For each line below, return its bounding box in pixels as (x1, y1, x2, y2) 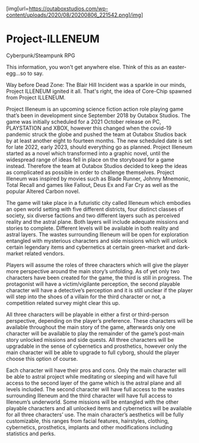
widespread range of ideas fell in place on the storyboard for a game (6, 156, 175, 163)
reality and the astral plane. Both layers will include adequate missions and (6, 218, 189, 225)
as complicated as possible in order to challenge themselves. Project (6, 169, 175, 176)
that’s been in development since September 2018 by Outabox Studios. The (6, 111, 191, 118)
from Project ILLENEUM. (6, 93, 66, 101)
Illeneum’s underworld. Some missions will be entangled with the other (6, 398, 179, 405)
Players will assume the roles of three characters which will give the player (6, 261, 189, 269)
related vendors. (24, 249, 65, 257)
